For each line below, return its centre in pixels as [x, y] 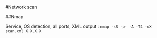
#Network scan [21, 7]
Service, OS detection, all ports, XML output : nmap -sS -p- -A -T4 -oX [78, 26]
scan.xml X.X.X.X [23, 31]
